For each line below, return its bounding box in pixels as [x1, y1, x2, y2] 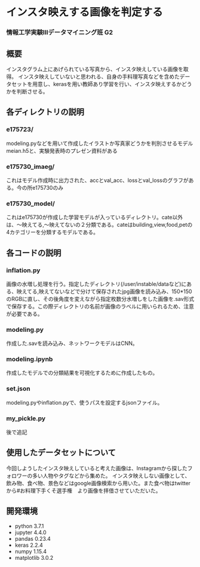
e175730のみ [32, 184, 64, 191]
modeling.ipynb [6, 355, 53, 363]
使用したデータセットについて [6, 448, 116, 458]
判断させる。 [16, 88, 48, 95]
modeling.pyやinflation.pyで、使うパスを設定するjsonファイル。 [6, 399, 163, 406]
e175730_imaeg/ [6, 162, 55, 171]
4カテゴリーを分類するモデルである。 [6, 229, 99, 236]
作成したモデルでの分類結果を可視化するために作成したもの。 [6, 369, 158, 377]
